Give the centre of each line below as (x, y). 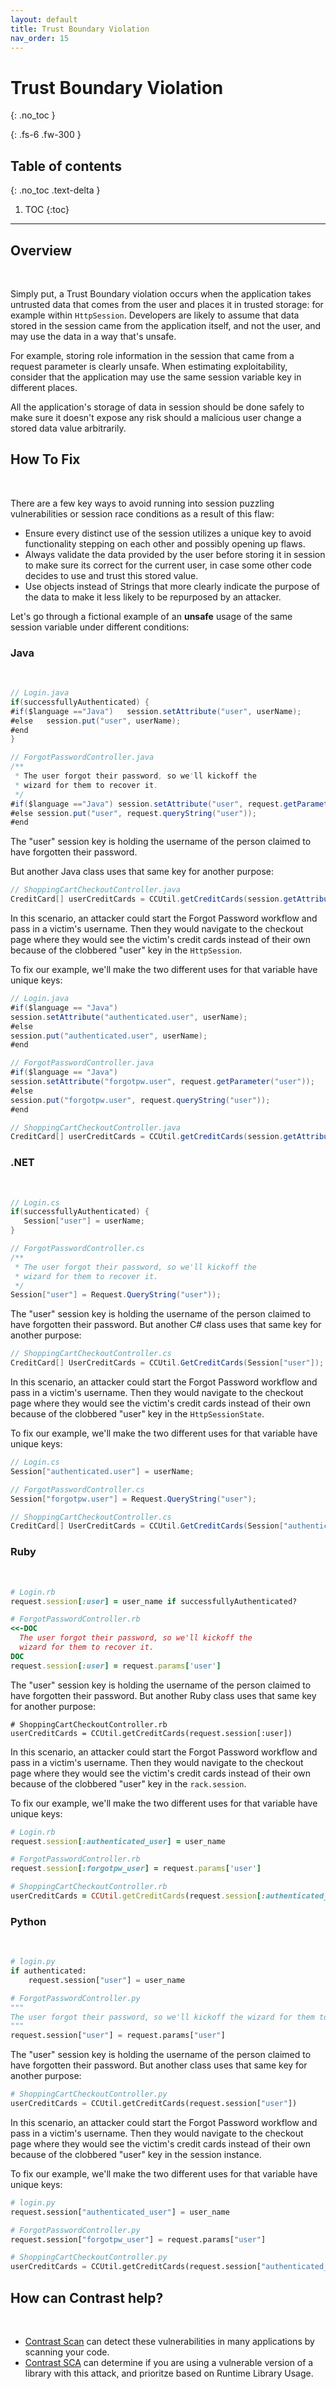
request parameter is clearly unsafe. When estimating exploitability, (149, 366)
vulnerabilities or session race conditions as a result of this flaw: (142, 513)
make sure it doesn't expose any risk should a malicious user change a (156, 417)
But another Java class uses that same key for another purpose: (142, 872)
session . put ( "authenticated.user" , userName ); (109, 1036)
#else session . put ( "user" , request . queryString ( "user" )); (133, 813)
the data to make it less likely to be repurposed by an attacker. (153, 597)
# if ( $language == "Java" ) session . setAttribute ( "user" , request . (147, 804)
